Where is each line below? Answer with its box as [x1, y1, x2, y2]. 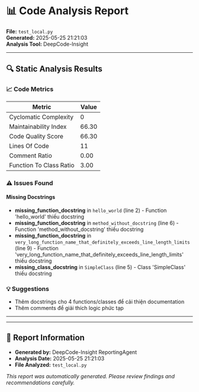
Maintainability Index [9, 122, 67, 131]
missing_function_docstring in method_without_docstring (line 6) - [14, 219, 179, 226]
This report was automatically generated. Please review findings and [6, 372, 175, 380]
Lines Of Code [9, 141, 49, 150]
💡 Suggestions [6, 284, 49, 293]
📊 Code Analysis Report [6, 4, 129, 18]
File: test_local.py [6, 27, 53, 35]
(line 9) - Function [14, 244, 59, 252]
